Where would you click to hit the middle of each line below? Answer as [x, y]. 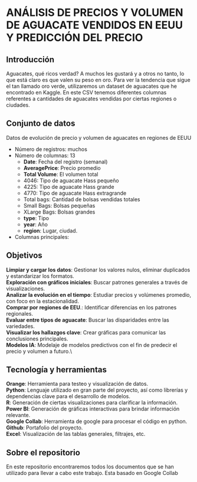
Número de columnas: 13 [45, 155]
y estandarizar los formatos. [40, 276]
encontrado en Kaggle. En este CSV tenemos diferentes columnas [86, 92]
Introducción [30, 59]
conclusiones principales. [37, 339]
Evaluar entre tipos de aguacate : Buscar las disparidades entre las [88, 320]
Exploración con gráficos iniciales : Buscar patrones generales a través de [97, 282]
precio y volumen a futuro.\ [39, 351]
